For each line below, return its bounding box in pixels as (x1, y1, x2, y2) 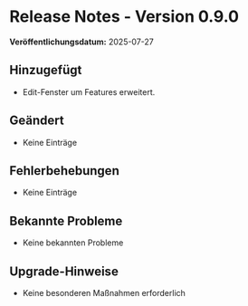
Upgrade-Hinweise (9, 263, 119, 279)
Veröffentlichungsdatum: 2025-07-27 (9, 36, 154, 47)
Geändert (9, 113, 65, 129)
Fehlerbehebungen (9, 163, 119, 178)
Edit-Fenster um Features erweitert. (22, 86, 156, 97)
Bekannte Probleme (9, 213, 123, 228)
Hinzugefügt (9, 62, 82, 78)
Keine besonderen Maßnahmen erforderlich (22, 288, 186, 298)
